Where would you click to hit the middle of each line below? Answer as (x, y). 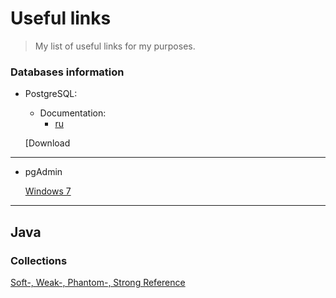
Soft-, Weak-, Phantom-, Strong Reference (98, 282)
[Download (47, 143)
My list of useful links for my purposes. (115, 46)
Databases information (67, 72)
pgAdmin (43, 172)
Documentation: (73, 113)
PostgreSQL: (51, 94)
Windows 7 (48, 191)
